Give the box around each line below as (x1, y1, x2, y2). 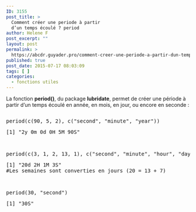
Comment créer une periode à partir (11, 19, 100, 25)
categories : (6, 74, 35, 79)
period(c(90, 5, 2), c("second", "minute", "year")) (6, 118, 160, 124)
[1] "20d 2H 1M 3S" (6, 162, 62, 168)
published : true (6, 57, 45, 63)
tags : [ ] (6, 68, 30, 74)
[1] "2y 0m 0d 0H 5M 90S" (6, 129, 80, 135)
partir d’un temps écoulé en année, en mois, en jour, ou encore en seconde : (6, 102, 190, 108)
